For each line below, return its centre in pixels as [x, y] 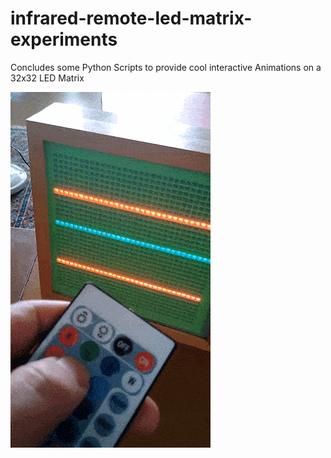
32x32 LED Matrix [47, 78]
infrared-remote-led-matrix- [131, 18]
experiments [64, 39]
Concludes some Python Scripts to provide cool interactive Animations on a [166, 67]
